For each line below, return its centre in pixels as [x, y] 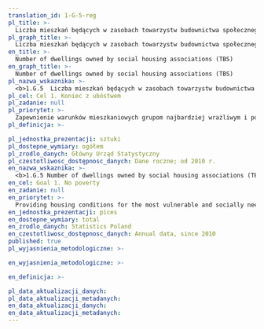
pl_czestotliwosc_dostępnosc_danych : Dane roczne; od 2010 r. [112, 161]
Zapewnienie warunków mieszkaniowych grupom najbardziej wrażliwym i [131, 118]
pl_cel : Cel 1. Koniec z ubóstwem [65, 96]
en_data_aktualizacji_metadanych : [65, 313]
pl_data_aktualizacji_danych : [58, 291]
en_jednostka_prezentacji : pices [63, 212]
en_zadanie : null [37, 190]
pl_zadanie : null [37, 103]
